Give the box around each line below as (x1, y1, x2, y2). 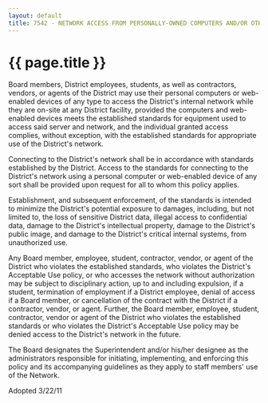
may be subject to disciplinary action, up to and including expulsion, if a (8, 279, 244, 288)
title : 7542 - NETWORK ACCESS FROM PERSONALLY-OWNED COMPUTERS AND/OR (8, 19, 248, 27)
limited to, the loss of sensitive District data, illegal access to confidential (8, 212, 247, 222)
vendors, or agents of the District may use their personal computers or (8, 89, 240, 98)
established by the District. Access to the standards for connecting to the (8, 163, 249, 172)
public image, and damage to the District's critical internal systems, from (8, 229, 247, 239)
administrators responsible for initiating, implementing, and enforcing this (8, 354, 249, 363)
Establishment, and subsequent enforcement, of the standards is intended (8, 196, 252, 205)
